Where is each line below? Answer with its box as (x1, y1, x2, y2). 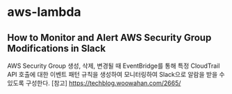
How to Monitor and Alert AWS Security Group (7, 32, 212, 44)
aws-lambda (7, 4, 81, 20)
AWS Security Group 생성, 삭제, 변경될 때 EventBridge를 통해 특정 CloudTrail (7, 62, 220, 70)
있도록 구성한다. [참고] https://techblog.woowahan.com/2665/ (7, 79, 181, 87)
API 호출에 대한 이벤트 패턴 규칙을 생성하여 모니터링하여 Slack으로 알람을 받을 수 (7, 70, 225, 78)
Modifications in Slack (7, 42, 106, 54)
